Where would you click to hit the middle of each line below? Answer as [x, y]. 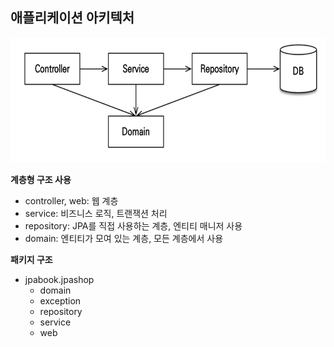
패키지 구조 [31, 259]
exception [60, 300]
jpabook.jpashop [59, 279]
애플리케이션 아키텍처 [72, 18]
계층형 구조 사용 [41, 179]
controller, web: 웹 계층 [71, 200]
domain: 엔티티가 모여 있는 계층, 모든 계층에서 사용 [124, 238]
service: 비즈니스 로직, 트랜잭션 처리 [96, 213]
